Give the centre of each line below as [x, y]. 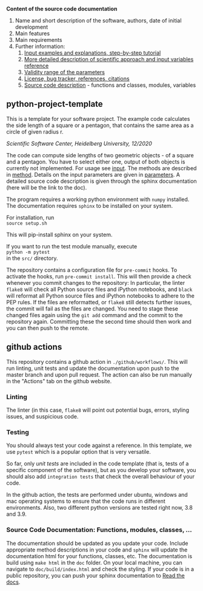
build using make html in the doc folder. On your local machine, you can [95, 562]
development [32, 27]
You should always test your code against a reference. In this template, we [99, 445]
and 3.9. [17, 514]
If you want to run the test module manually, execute [72, 246]
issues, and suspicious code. [42, 416]
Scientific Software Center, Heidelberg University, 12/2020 [79, 143]
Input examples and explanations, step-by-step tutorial [92, 53]
